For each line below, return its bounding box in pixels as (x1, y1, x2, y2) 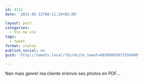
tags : (5, 34, 16, 39)
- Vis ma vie (9, 30, 36, 35)
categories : (5, 25, 30, 30)
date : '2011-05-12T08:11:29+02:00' (5, 12, 78, 17)
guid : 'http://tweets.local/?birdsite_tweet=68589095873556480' (5, 53, 140, 57)
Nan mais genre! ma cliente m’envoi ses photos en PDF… (5, 70, 120, 76)
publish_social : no (5, 48, 45, 53)
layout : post (5, 21, 32, 26)
